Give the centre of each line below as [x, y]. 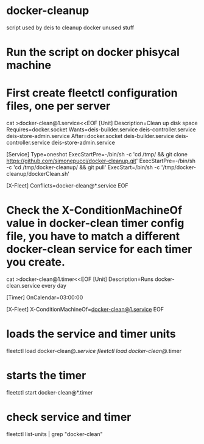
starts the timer [46, 376]
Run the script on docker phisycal [93, 52]
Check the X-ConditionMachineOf [94, 210]
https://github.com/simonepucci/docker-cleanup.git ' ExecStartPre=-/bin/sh [101, 161]
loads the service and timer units [91, 334]
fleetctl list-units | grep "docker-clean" [55, 434]
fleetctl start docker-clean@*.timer [50, 392]
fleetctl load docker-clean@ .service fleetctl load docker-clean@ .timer [94, 351]
